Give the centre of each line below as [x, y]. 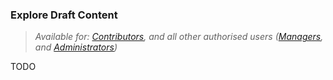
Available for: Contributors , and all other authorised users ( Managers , [179, 37]
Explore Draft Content [64, 15]
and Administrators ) [76, 47]
